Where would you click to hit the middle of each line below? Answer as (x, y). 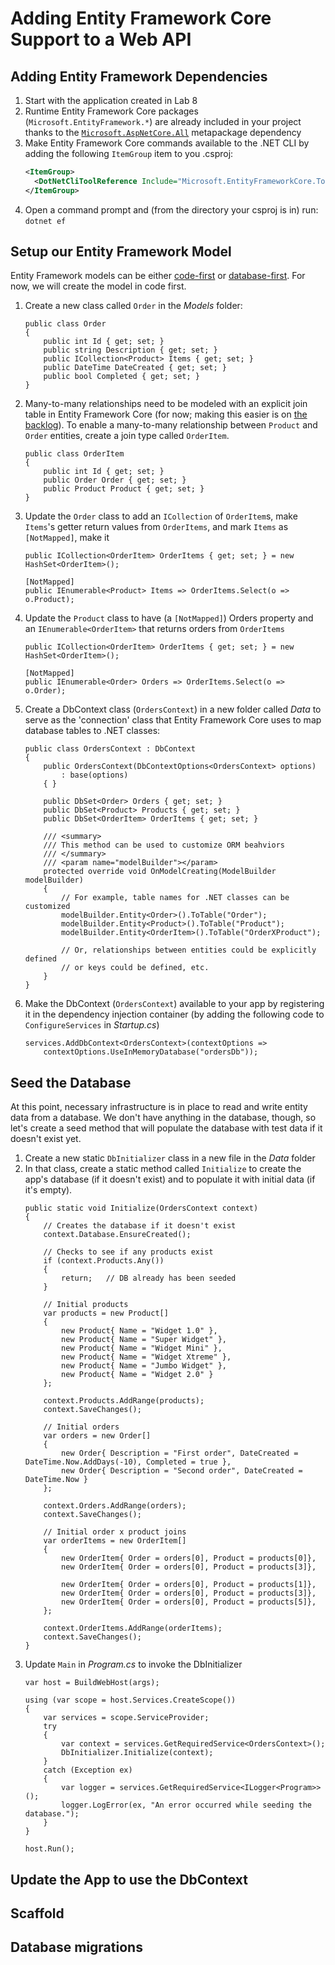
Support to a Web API (101, 39)
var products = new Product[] (106, 1313)
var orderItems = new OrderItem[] (115, 1541)
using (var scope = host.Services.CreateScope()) (130, 1700)
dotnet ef (45, 221)
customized (47, 907)
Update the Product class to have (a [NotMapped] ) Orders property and (169, 618)
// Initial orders (81, 1427)
